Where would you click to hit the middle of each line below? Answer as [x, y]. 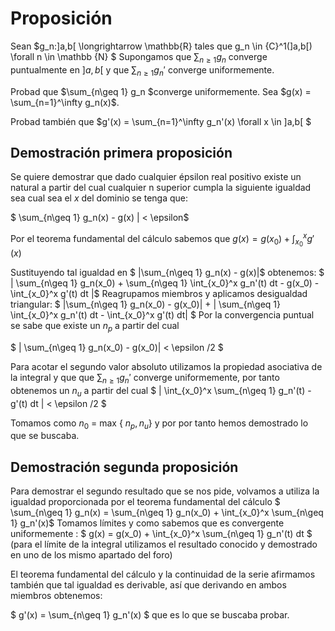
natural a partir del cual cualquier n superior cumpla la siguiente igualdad [161, 188]
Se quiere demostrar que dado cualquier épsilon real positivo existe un [156, 177]
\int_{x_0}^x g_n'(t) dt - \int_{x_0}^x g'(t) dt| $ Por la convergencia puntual [162, 315]
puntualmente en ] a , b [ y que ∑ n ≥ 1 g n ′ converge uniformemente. [142, 70]
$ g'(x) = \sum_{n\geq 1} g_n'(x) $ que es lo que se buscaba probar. [150, 615]
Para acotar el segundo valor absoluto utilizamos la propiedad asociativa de [166, 366]
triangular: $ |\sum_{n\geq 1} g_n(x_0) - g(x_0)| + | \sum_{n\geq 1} [145, 304]
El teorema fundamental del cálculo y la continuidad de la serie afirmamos [163, 574]
